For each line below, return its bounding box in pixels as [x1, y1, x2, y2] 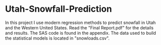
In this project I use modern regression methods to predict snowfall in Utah [5, 20, 156, 25]
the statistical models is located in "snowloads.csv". [5, 35, 110, 41]
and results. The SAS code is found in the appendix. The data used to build [5, 30, 157, 36]
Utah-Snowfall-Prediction [5, 3, 112, 15]
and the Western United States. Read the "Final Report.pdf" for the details [5, 24, 154, 30]
